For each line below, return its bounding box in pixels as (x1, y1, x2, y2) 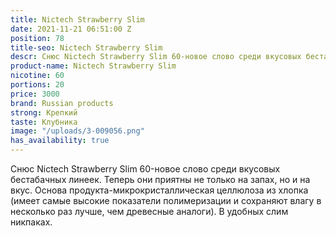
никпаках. (10, 216, 53, 228)
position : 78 (10, 33, 65, 43)
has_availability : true (10, 136, 110, 146)
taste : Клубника (10, 117, 78, 127)
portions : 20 (10, 80, 65, 90)
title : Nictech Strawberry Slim (10, 14, 145, 25)
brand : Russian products (10, 98, 114, 108)
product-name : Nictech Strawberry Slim (10, 61, 177, 71)
